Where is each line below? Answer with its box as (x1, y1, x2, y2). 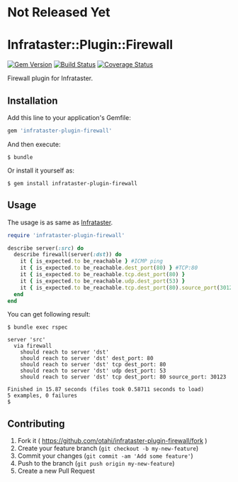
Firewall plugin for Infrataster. (7, 74, 93, 82)
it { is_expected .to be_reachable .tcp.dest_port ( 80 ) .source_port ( (20, 284, 220, 291)
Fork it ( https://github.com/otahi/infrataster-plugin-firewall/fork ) (17, 437, 208, 445)
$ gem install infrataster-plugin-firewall (7, 180, 138, 187)
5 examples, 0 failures (7, 392, 78, 400)
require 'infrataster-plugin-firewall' (7, 231, 125, 239)
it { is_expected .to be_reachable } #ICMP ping (20, 258, 163, 265)
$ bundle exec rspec (7, 324, 69, 331)
